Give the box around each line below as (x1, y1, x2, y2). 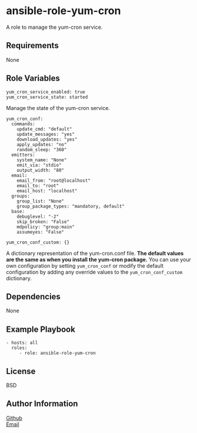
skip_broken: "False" (16, 219, 69, 225)
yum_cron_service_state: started (6, 94, 88, 100)
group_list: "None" (16, 198, 65, 204)
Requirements (6, 41, 59, 51)
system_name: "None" (16, 157, 67, 163)
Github (6, 414, 22, 421)
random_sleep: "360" (16, 146, 67, 152)
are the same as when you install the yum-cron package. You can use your (6, 256, 191, 263)
